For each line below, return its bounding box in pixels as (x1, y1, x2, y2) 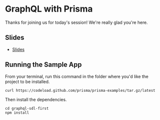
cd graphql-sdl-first (5, 106, 49, 111)
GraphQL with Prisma (5, 3, 93, 15)
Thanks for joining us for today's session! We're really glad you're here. (5, 19, 148, 25)
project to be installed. (5, 79, 50, 85)
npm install (5, 110, 29, 115)
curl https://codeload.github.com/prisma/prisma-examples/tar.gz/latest (5, 88, 156, 93)
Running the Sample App (5, 61, 82, 69)
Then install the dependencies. (5, 97, 67, 103)
